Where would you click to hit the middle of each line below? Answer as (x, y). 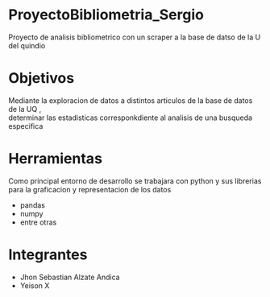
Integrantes (48, 254)
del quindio (27, 45)
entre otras (38, 222)
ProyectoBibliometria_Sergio (106, 15)
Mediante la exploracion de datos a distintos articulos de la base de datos (131, 100)
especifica (26, 126)
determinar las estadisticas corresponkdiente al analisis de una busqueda (130, 118)
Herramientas (56, 159)
